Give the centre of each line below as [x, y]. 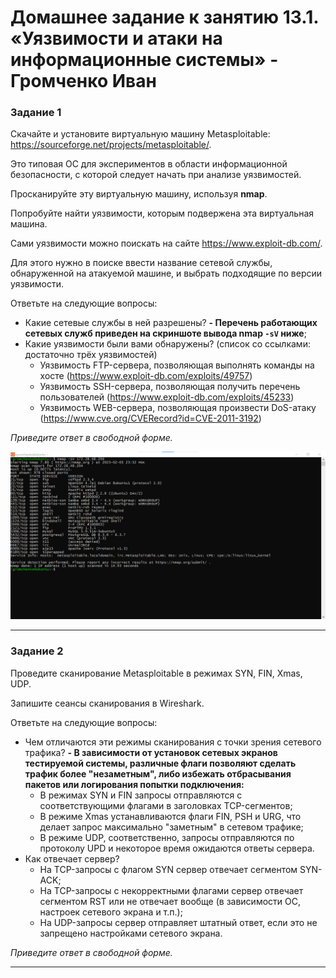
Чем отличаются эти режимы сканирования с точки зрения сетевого [173, 742]
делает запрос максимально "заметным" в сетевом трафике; [171, 827]
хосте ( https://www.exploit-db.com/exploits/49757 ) [146, 376]
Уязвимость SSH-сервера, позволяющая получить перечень [170, 387]
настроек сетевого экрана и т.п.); [111, 912]
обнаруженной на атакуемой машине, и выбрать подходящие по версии [166, 273]
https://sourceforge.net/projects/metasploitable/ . [111, 145]
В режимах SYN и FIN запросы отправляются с [141, 795]
